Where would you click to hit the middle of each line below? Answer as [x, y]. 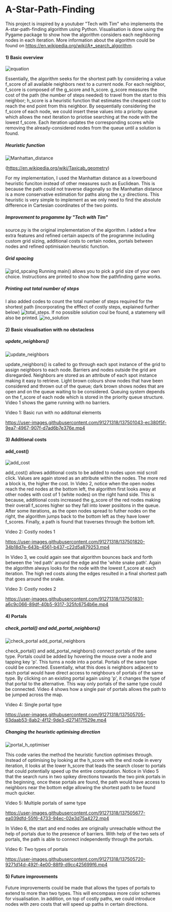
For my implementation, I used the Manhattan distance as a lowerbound [81, 178]
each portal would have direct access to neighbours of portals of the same [84, 672]
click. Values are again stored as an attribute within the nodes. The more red [86, 478]
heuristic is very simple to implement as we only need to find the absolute [83, 200]
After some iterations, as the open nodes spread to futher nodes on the [81, 511]
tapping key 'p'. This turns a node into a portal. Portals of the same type [81, 662]
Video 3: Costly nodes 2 [31, 589]
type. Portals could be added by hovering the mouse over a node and [79, 656]
